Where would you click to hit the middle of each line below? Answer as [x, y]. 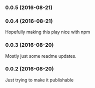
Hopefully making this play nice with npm [48, 32]
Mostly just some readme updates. [41, 56]
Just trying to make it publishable [39, 80]
